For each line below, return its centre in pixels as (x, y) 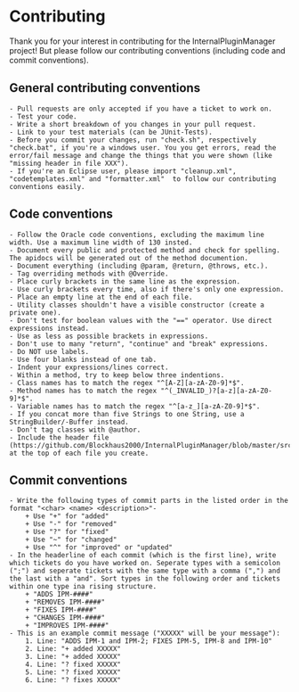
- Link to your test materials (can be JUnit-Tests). (111, 132)
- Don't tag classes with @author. (75, 430)
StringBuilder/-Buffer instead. (69, 422)
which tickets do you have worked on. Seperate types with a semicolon (145, 564)
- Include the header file (59, 437)
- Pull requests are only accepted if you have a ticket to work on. (141, 109)
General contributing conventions (105, 88)
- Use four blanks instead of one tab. (83, 359)
